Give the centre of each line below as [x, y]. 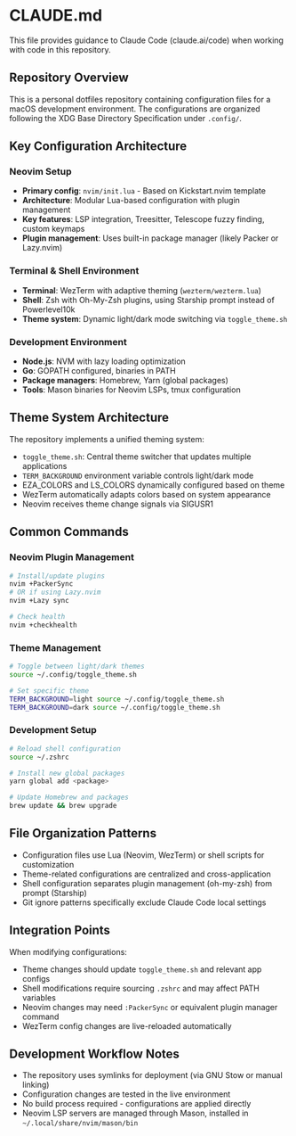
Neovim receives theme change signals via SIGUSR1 [117, 504]
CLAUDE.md [56, 16]
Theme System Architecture [89, 418]
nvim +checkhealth [43, 625]
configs [36, 978]
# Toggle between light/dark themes [77, 667]
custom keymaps [53, 229]
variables [39, 997]
